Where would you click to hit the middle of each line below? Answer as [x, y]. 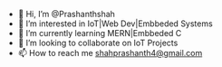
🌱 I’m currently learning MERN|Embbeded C [100, 33]
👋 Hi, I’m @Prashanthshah [67, 14]
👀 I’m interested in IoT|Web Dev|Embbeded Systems [115, 24]
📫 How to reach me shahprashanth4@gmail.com [110, 53]
